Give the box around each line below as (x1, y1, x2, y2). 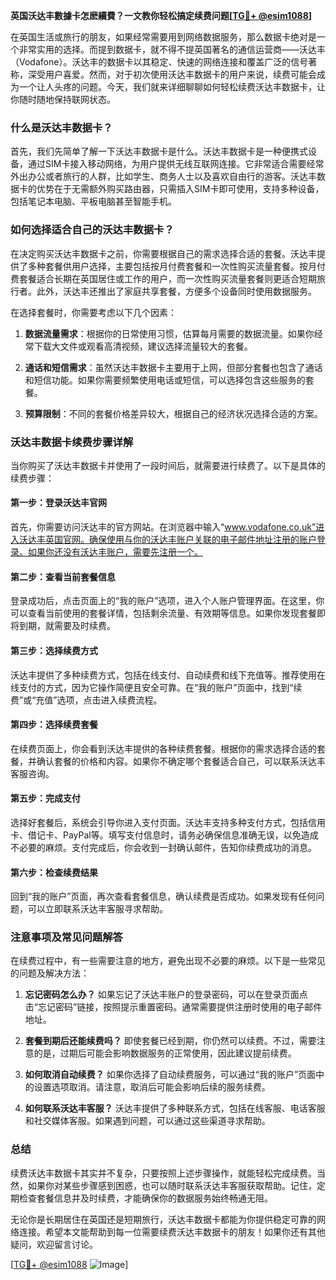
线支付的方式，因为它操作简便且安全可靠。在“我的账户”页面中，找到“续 (10, 681, 303, 693)
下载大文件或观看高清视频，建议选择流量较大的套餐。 (33, 340, 253, 352)
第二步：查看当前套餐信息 (10, 570, 116, 583)
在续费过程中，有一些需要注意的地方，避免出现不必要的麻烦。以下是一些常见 (10, 955, 326, 967)
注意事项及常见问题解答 (10, 930, 123, 944)
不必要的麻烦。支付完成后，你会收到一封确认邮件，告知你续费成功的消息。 (10, 841, 317, 853)
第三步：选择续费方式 (10, 644, 98, 656)
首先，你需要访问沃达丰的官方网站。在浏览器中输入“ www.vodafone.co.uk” (10, 521, 317, 533)
